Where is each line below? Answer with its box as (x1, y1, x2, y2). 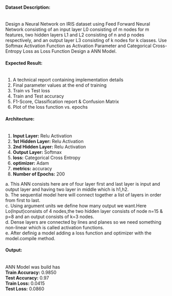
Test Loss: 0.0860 (5, 285, 45, 292)
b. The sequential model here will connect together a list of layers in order (5, 191, 162, 198)
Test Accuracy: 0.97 (5, 274, 49, 281)
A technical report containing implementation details (12, 77, 124, 83)
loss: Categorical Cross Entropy (12, 154, 81, 161)
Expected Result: (5, 60, 43, 66)
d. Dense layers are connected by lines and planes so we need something (5, 219, 162, 225)
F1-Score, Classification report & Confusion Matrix (12, 98, 119, 105)
